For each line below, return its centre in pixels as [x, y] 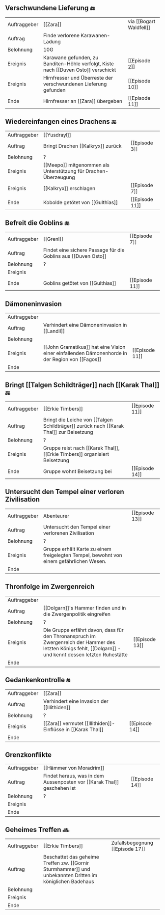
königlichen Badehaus [69, 882]
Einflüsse [54, 729]
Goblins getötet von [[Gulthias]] [80, 283]
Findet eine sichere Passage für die [84, 250]
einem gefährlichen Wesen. [75, 561]
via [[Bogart [142, 21]
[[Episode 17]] [128, 849]
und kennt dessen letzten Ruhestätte [85, 654]
